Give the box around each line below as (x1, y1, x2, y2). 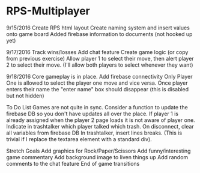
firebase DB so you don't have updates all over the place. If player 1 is (6, 110, 179, 117)
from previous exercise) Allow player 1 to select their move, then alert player (6, 55, 194, 62)
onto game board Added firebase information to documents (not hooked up (6, 30, 193, 37)
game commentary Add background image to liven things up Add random (6, 153, 189, 160)
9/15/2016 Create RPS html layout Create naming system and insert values (6, 24, 190, 31)
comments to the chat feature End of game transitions (6, 160, 140, 167)
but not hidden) (6, 92, 44, 99)
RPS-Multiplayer (6, 4, 90, 18)
